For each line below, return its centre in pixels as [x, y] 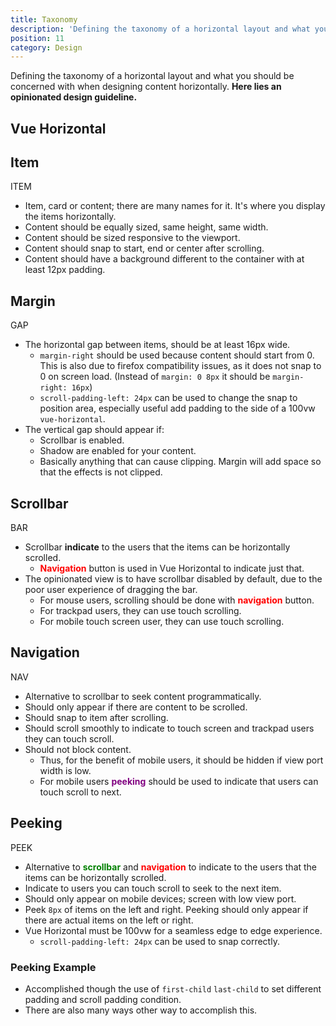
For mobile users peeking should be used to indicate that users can [179, 781]
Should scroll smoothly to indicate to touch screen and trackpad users [169, 728]
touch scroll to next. [80, 792]
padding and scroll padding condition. [103, 999]
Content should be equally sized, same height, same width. [146, 227]
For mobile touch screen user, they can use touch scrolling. [162, 622]
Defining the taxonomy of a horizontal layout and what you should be [152, 76]
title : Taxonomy [44, 19]
